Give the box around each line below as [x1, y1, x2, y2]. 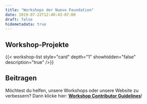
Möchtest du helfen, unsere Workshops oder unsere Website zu [5, 87, 139, 93]
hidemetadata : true [5, 21, 47, 27]
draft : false [5, 17, 33, 22]
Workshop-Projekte [5, 40, 69, 49]
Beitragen [5, 74, 37, 83]
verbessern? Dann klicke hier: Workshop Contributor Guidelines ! [5, 92, 143, 99]
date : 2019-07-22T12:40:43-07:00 [5, 12, 76, 17]
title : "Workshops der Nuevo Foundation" [5, 7, 94, 13]
